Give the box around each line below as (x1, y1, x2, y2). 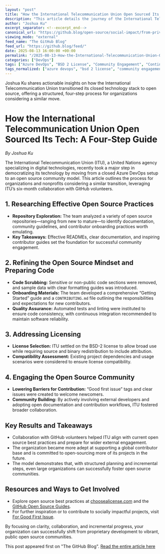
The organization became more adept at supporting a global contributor (12, 445, 158, 450)
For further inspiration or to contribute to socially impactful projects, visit (12, 508, 159, 514)
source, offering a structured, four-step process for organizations (5, 90, 137, 96)
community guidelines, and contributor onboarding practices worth (12, 223, 148, 229)
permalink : (5, 53, 27, 58)
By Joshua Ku (5, 150, 33, 156)
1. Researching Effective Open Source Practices (5, 200, 154, 208)
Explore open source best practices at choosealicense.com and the (12, 498, 149, 504)
